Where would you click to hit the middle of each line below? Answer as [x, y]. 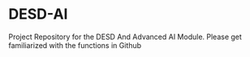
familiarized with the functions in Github [75, 45]
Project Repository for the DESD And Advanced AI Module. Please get [125, 37]
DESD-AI [38, 14]
